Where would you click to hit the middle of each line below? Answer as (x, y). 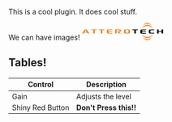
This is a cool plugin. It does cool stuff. (73, 12)
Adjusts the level (103, 96)
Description (107, 85)
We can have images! (44, 37)
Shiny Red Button (41, 107)
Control (41, 85)
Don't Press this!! (106, 107)
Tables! (28, 63)
